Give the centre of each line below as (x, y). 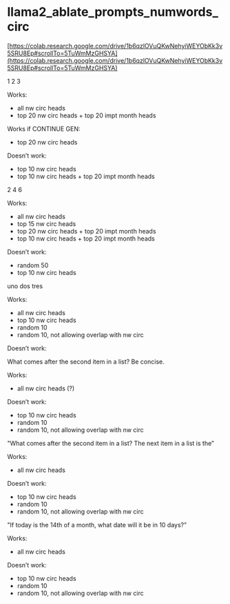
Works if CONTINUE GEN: (44, 129)
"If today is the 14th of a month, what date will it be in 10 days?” (97, 525)
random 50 (33, 265)
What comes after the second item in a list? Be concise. (86, 361)
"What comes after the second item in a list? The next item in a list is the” (111, 443)
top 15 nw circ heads (46, 224)
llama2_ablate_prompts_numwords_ (113, 12)
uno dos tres (25, 286)
